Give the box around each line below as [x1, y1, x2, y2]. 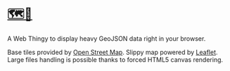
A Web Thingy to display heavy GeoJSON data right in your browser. [7, 34, 206, 43]
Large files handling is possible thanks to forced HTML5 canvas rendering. [7, 55, 224, 64]
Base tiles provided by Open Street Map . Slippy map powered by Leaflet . [7, 48, 218, 56]
